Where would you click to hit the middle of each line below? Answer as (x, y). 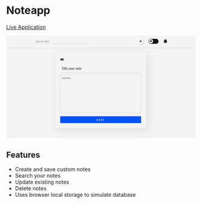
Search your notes (38, 176)
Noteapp (28, 10)
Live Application (26, 27)
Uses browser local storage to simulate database (75, 195)
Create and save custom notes (53, 169)
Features (23, 154)
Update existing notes (42, 182)
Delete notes (31, 188)
